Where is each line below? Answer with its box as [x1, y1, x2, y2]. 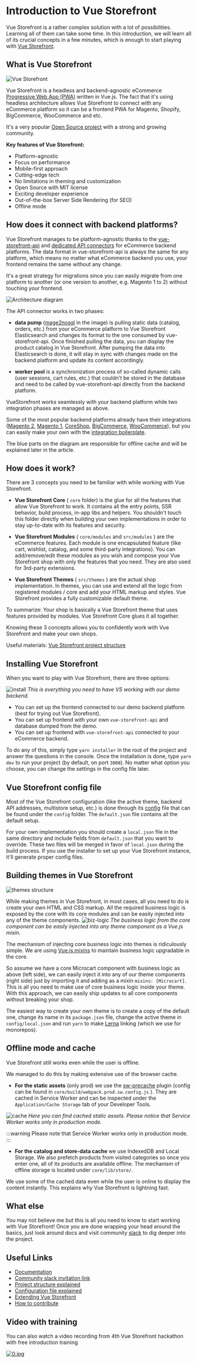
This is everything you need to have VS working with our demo [27, 686, 180, 693]
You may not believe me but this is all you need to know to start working [6, 1217, 181, 1224]
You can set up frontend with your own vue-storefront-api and [14, 716, 169, 723]
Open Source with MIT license [14, 184, 88, 191]
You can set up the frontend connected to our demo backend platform [14, 704, 185, 711]
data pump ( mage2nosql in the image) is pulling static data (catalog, [14, 319, 181, 326]
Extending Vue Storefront [14, 1293, 76, 1300]
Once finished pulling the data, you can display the [51, 338, 175, 345]
